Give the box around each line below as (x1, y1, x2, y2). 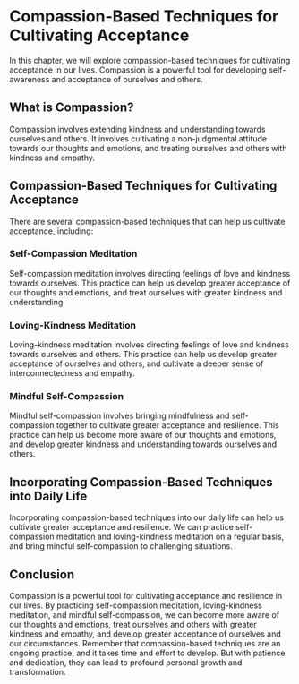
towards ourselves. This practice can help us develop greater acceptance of (9, 278, 291, 288)
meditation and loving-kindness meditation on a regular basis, (56, 531, 285, 543)
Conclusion (9, 567, 75, 582)
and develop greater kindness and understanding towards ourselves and (9, 439, 278, 449)
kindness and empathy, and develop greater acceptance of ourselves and (9, 628, 282, 639)
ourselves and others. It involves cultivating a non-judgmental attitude (9, 133, 268, 144)
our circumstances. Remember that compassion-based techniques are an (9, 638, 281, 649)
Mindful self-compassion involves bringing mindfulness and (9, 410, 230, 422)
